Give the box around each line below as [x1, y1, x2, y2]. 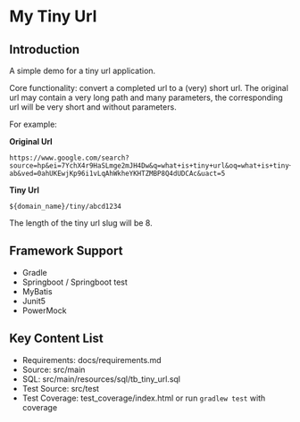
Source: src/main [21, 364, 86, 375]
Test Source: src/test [21, 383, 100, 393]
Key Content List [9, 331, 104, 346]
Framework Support [9, 244, 123, 259]
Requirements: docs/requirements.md [21, 354, 162, 365]
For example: [9, 119, 58, 129]
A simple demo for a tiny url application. [9, 65, 156, 76]
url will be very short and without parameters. [9, 102, 177, 112]
